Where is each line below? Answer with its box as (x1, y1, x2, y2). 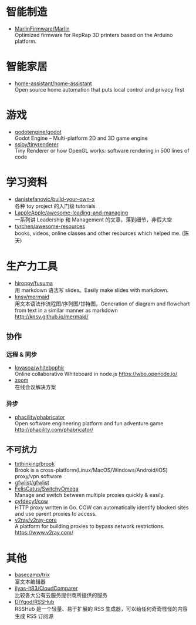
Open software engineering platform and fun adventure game (14, 419, 164, 426)
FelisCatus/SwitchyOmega (14, 485, 79, 492)
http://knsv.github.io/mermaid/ (14, 312, 89, 320)
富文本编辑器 (14, 578, 46, 585)
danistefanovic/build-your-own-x (14, 195, 95, 203)
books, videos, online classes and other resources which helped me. (14, 230, 181, 237)
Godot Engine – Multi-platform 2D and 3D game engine (14, 135, 148, 142)
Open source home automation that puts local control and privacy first (14, 86, 185, 93)
